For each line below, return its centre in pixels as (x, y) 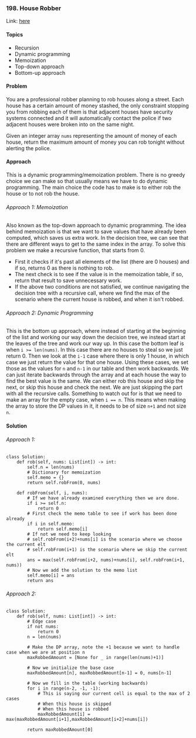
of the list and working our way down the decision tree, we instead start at (96, 337)
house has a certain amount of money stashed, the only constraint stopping (97, 105)
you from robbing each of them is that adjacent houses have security (89, 112)
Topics (15, 34)
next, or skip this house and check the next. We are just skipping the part (94, 388)
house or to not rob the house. (43, 193)
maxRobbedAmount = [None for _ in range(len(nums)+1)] (96, 658)
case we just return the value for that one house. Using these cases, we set (97, 362)
